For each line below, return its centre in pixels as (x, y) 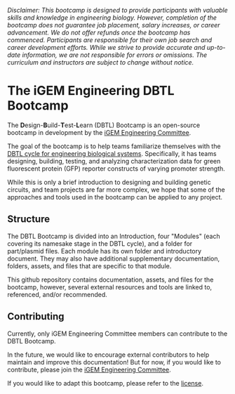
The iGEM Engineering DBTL (91, 91)
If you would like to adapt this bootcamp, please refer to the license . (105, 383)
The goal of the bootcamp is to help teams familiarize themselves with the (114, 146)
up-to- (216, 47)
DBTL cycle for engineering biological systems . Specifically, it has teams (112, 153)
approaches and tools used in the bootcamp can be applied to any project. (115, 197)
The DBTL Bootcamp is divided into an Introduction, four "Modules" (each (114, 236)
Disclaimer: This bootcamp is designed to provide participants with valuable (117, 10)
